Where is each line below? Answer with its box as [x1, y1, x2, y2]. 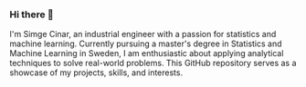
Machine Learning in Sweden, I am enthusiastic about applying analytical [9, 48, 284, 59]
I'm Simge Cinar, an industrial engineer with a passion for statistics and [9, 29, 277, 40]
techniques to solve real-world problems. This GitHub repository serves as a [9, 58, 297, 69]
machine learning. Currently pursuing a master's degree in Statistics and [9, 38, 282, 49]
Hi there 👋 [9, 8, 55, 21]
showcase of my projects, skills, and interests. [9, 67, 184, 78]
